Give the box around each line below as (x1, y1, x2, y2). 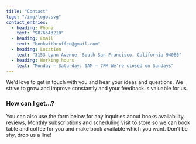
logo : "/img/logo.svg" (6, 14, 61, 20)
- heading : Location (11, 47, 61, 52)
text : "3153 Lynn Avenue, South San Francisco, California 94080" (16, 52, 182, 58)
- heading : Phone (11, 24, 54, 31)
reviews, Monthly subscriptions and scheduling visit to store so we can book (6, 119, 191, 126)
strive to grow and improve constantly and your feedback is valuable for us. (6, 85, 188, 92)
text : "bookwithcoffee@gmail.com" (16, 41, 101, 47)
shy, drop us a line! (6, 131, 51, 138)
